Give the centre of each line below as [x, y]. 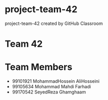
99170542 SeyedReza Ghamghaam [49, 92]
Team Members [38, 67]
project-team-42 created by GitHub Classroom [54, 23]
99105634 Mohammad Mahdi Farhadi [51, 87]
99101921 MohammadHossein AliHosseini [56, 81]
